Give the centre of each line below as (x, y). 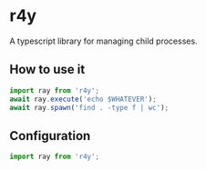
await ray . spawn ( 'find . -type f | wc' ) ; (89, 107)
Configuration (50, 136)
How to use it (47, 70)
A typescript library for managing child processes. (103, 41)
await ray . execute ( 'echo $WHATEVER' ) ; (83, 99)
